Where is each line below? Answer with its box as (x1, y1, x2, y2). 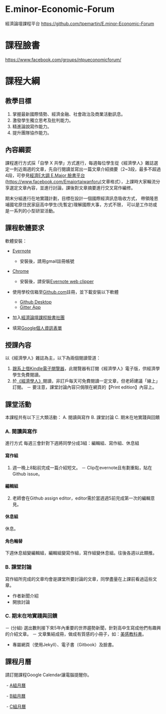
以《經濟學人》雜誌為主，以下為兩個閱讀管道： (5, 355, 101, 361)
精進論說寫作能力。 (12, 123, 52, 129)
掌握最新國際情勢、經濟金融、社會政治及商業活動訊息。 (12, 111, 125, 117)
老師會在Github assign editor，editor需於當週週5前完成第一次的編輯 (12, 495, 151, 501)
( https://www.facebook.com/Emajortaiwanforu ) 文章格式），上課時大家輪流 (5, 178, 156, 185)
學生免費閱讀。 (12, 372, 43, 378)
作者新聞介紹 (12, 593, 39, 599)
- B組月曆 (6, 693, 26, 699)
